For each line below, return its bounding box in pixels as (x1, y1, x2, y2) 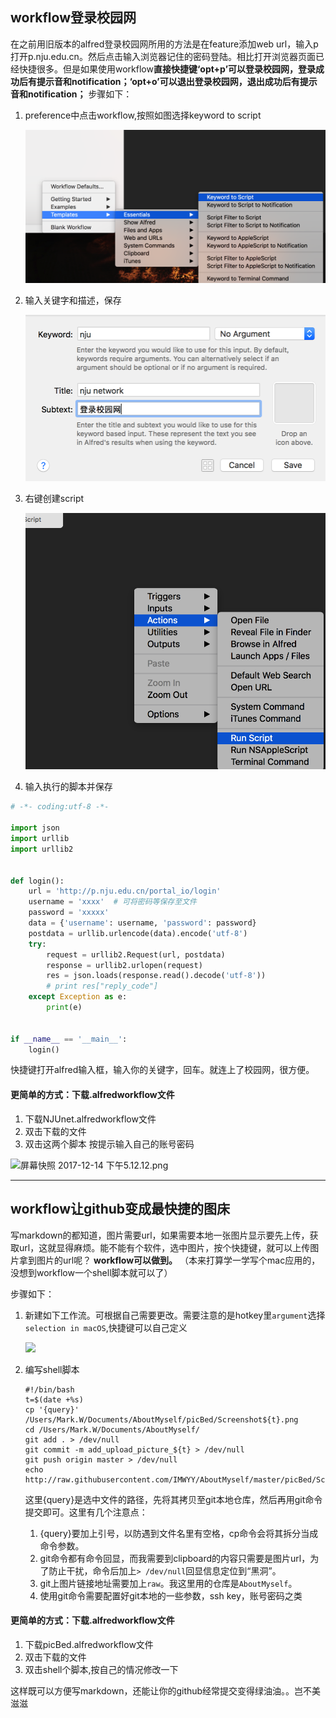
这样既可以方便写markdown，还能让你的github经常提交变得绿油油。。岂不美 (10, 1684, 322, 1697)
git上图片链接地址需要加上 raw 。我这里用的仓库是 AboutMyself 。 (39, 1577, 298, 1589)
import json (10, 823, 60, 833)
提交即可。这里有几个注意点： (24, 1506, 148, 1518)
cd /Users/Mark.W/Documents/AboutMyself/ (24, 1424, 200, 1435)
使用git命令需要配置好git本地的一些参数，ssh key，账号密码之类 (39, 1589, 303, 1602)
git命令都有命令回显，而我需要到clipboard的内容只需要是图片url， (39, 1552, 311, 1564)
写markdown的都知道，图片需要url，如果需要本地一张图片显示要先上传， (10, 1229, 310, 1241)
